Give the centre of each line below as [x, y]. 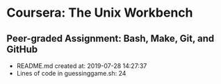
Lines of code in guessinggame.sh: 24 [71, 73]
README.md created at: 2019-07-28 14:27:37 [82, 66]
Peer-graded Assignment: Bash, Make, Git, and [110, 39]
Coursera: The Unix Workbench [100, 13]
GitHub [22, 49]
